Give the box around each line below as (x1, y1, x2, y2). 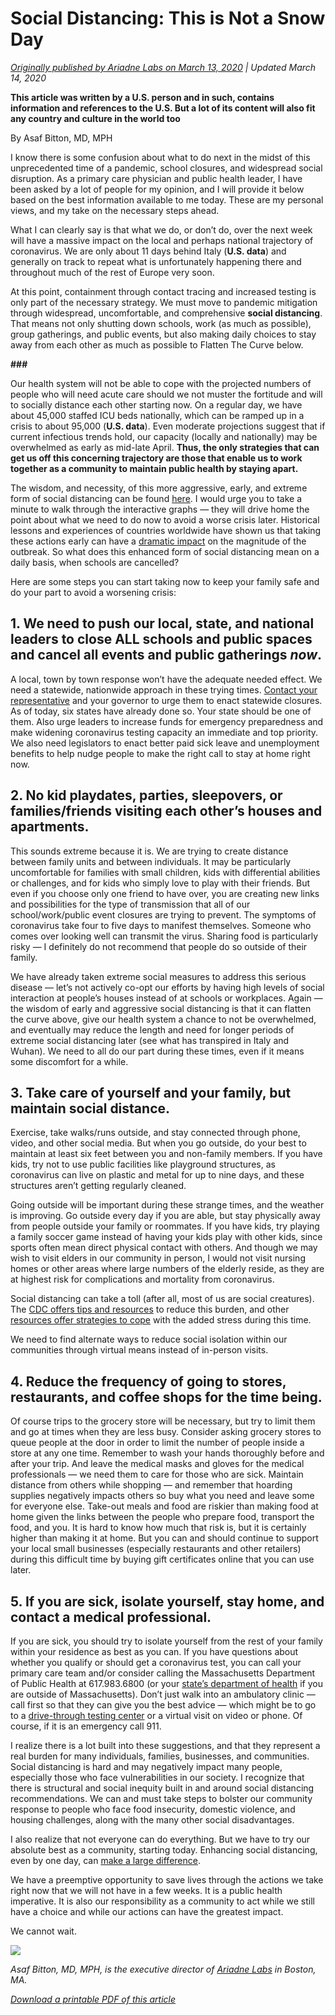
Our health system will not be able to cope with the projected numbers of (10, 377, 312, 389)
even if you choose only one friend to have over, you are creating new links (10, 887, 320, 899)
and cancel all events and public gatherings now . (10, 647, 323, 664)
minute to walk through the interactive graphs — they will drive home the (10, 503, 310, 515)
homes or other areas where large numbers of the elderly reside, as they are (10, 1263, 325, 1275)
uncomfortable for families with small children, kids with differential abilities (10, 866, 321, 878)
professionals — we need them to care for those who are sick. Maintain (10, 1468, 304, 1481)
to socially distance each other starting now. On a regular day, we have (10, 398, 303, 411)
